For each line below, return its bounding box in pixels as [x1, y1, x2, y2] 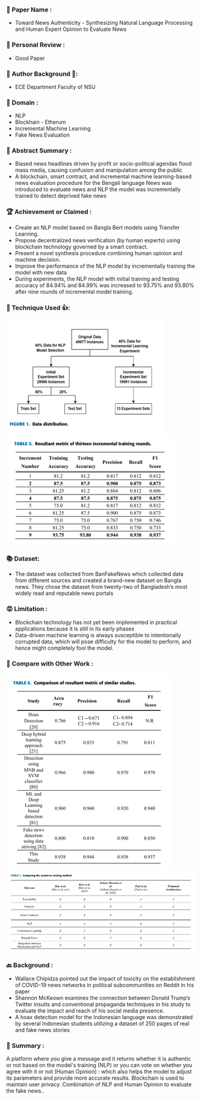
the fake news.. [6, 1087, 45, 1094]
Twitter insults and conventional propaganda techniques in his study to [14, 1000, 191, 1008]
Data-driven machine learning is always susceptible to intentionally [14, 631, 182, 638]
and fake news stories [14, 1026, 70, 1033]
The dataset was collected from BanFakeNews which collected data [14, 571, 184, 578]
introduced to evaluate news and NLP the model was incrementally [14, 186, 181, 193]
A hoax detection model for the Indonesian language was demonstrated [14, 1013, 193, 1020]
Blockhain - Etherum [14, 118, 66, 126]
